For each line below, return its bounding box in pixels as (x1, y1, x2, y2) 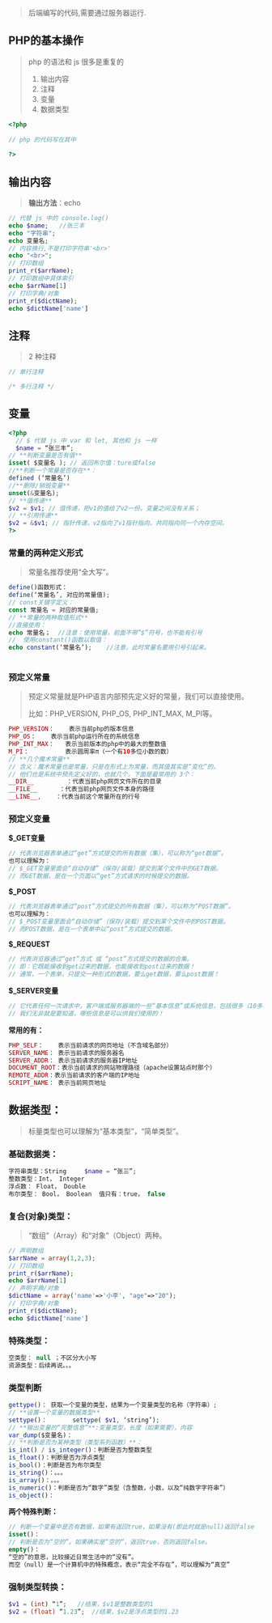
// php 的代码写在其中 (8, 135, 77, 144)
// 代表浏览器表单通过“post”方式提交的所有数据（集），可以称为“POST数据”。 (8, 902, 235, 910)
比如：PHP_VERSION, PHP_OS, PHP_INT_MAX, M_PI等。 (28, 709, 217, 718)
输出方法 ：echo (28, 198, 81, 207)
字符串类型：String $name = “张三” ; (8, 1167, 137, 1176)
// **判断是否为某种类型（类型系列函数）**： (8, 1439, 143, 1447)
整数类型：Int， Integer (8, 1175, 85, 1183)
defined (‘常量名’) (8, 474, 70, 482)
